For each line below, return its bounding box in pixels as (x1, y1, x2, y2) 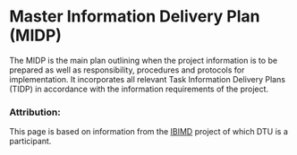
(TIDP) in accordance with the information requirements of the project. (9, 83, 269, 94)
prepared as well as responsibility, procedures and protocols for (9, 65, 245, 75)
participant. (9, 136, 52, 147)
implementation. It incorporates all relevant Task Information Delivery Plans (9, 73, 286, 84)
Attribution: (9, 106, 61, 118)
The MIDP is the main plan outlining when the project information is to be (9, 55, 278, 65)
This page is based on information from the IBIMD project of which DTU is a (9, 126, 289, 137)
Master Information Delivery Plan (9, 6, 260, 27)
